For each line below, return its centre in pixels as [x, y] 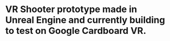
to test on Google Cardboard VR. [76, 31]
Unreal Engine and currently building [85, 20]
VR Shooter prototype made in [71, 9]
